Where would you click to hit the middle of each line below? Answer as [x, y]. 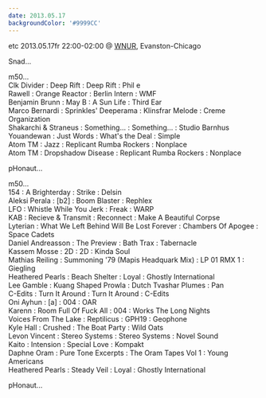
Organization [29, 119]
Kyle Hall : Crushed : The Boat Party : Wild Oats [86, 327]
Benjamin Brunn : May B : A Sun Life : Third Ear [85, 102]
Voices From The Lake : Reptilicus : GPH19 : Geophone [98, 318]
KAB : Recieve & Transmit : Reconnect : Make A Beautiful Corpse [114, 217]
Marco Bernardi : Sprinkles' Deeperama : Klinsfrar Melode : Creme [117, 110]
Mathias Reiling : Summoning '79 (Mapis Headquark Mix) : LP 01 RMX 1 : [126, 259]
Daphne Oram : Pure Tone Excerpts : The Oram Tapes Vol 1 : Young [118, 353]
